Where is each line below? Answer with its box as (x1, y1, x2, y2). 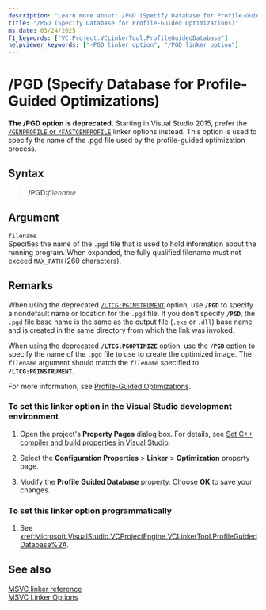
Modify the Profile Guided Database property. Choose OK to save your (19, 477, 253, 486)
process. (8, 144, 37, 153)
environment (8, 411, 59, 422)
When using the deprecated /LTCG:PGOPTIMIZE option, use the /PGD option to (8, 341, 256, 350)
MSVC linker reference (8, 584, 82, 593)
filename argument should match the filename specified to (8, 357, 199, 367)
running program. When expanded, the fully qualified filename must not (8, 247, 241, 257)
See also (8, 563, 51, 577)
